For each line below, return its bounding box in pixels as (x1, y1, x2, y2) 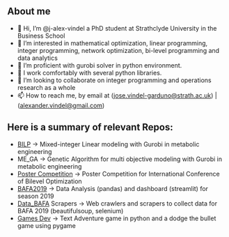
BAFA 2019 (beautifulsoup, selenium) (17, 206, 124, 215)
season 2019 (17, 192, 54, 200)
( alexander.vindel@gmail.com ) (17, 101, 105, 109)
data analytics (17, 54, 58, 62)
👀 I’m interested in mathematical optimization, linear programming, (17, 38, 208, 47)
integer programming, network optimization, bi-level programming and (17, 46, 220, 54)
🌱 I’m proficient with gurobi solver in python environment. (17, 61, 182, 69)
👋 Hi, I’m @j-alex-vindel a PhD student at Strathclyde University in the (17, 24, 217, 32)
